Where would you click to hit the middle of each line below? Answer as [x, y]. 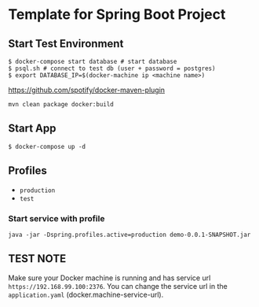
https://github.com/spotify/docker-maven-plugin [87, 90]
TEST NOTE [37, 259]
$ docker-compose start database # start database [93, 61]
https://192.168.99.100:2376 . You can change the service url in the [118, 286]
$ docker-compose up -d [47, 146]
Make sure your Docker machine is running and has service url [109, 278]
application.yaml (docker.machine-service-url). [86, 294]
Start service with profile [57, 218]
